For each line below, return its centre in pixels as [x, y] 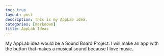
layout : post [19, 15]
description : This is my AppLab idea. [46, 19]
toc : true [16, 10]
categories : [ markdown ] [31, 24]
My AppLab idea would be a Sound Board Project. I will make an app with [82, 43]
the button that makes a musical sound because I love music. [69, 49]
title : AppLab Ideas [27, 29]
